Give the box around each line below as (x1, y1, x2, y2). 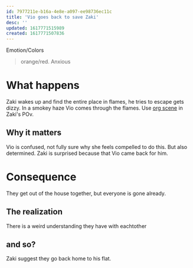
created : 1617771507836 (6, 31, 65, 37)
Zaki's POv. (6, 111, 34, 118)
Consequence (6, 170, 77, 184)
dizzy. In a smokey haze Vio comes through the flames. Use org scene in (6, 104, 183, 112)
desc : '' (6, 19, 28, 25)
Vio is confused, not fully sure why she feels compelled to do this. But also (6, 143, 188, 150)
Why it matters (6, 128, 62, 138)
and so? (6, 240, 36, 250)
